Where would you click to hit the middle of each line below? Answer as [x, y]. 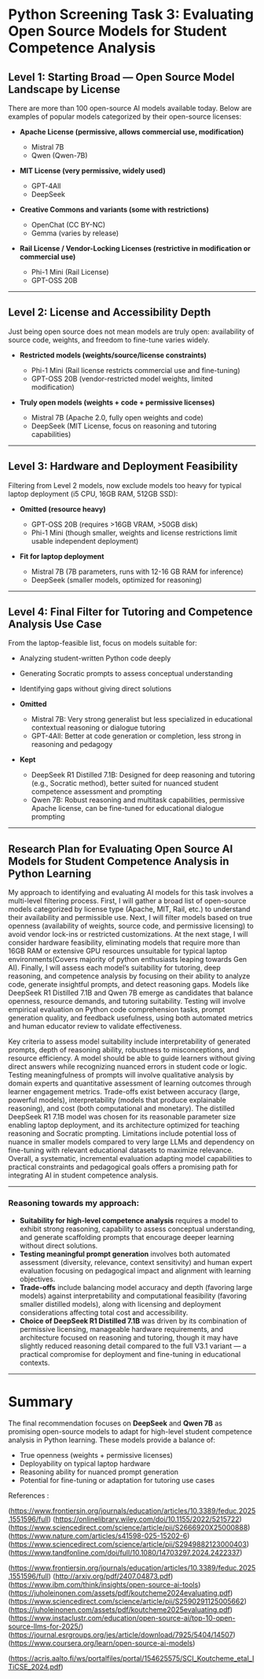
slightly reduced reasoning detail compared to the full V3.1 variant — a [133, 1346]
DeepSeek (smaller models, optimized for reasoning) [117, 579]
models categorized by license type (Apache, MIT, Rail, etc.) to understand [129, 909]
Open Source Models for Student [117, 31]
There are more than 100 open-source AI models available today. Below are [130, 108]
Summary [40, 1402]
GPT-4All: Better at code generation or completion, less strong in [136, 736]
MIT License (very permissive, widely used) [93, 170]
